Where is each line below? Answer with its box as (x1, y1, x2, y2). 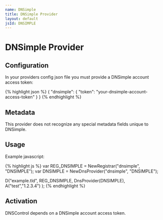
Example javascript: (5, 154, 45, 159)
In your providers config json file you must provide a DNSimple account (5, 74, 149, 80)
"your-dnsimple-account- (96, 89, 148, 95)
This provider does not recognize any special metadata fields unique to (5, 121, 149, 127)
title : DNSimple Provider (5, 12, 58, 17)
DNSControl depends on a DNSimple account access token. (5, 210, 126, 216)
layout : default (5, 16, 38, 21)
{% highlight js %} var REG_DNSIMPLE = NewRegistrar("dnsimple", (5, 163, 140, 169)
